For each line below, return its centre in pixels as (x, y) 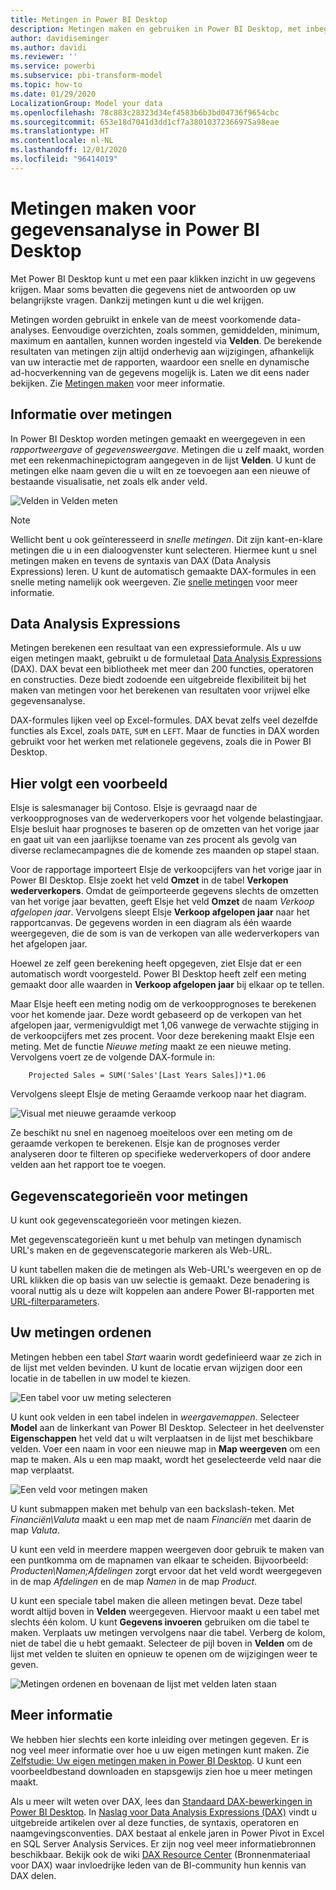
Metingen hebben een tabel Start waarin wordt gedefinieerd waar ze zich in (166, 1357)
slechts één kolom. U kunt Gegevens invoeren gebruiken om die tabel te (160, 1622)
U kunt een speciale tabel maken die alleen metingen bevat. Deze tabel (156, 1600)
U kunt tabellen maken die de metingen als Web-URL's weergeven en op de (166, 1269)
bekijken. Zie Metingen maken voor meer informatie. (118, 383)
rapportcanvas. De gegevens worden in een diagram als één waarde (151, 923)
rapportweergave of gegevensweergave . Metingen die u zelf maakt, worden (167, 449)
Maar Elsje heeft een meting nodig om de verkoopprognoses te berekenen (163, 1004)
